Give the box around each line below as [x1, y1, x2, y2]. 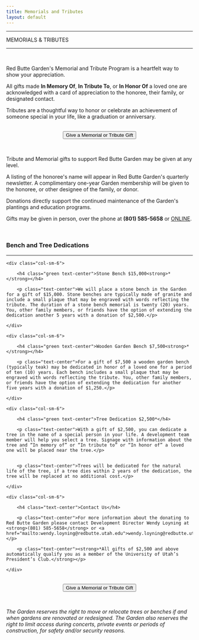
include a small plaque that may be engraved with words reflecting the [6, 296, 190, 303]
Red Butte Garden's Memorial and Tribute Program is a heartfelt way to [6, 65, 179, 72]
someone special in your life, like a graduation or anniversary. [6, 113, 156, 120]
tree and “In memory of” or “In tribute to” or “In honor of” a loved [6, 442, 184, 448]
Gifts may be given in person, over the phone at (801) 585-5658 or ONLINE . [6, 215, 192, 222]
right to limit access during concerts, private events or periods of [6, 620, 165, 628]
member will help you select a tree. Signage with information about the [6, 437, 192, 443]
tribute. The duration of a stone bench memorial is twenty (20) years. [6, 302, 190, 308]
